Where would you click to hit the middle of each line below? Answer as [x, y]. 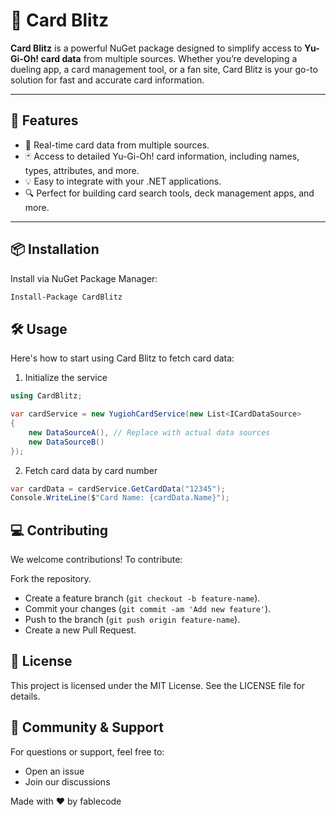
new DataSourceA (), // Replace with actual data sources [149, 432]
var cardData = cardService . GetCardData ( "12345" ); [118, 489]
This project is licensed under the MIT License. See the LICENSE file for [158, 685]
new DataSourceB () [66, 442]
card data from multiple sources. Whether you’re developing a [169, 58]
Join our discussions [67, 781]
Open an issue [54, 771]
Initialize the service [66, 378]
